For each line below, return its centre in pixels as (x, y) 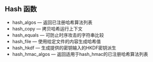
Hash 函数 (21, 9)
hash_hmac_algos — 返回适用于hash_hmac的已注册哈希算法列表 (80, 54)
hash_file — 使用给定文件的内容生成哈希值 (56, 41)
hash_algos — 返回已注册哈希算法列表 (52, 22)
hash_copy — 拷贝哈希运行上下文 (47, 28)
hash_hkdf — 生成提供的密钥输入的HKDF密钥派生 (64, 48)
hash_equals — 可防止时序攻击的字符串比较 (58, 35)
